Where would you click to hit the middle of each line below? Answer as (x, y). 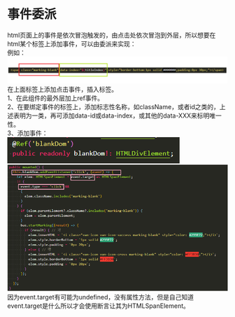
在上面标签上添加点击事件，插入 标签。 (62, 89)
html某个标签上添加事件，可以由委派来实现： (72, 43)
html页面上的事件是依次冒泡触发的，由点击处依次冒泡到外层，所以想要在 (112, 35)
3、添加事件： (28, 133)
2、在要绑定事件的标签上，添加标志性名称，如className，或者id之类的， (114, 106)
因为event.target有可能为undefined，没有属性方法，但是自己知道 (101, 297)
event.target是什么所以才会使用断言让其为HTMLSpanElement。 (99, 306)
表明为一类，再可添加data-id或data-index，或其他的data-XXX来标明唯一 (117, 115)
